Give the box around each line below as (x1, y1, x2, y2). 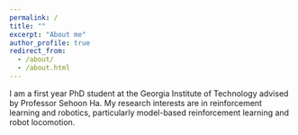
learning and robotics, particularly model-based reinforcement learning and (9, 107, 290, 118)
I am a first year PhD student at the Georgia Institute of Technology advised (9, 87, 289, 99)
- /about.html (17, 64, 70, 73)
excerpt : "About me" (9, 30, 87, 39)
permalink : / (9, 13, 59, 22)
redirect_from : (9, 47, 67, 56)
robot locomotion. (9, 116, 76, 127)
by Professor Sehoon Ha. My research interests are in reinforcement (9, 97, 263, 108)
